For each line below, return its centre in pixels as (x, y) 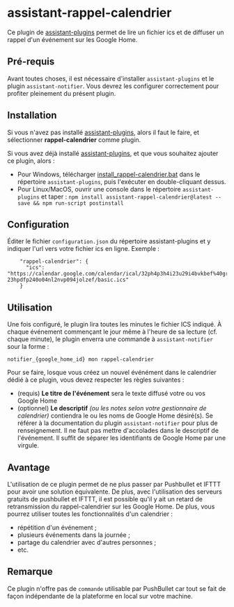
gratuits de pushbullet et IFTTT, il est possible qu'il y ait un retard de (105, 499)
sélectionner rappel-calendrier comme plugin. (74, 140)
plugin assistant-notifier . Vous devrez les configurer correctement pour (113, 86)
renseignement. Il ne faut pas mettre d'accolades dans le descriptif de (118, 431)
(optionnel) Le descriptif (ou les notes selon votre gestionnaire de (112, 408)
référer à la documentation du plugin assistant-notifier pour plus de (117, 423)
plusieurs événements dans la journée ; (73, 535)
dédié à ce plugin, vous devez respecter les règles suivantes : (96, 380)
